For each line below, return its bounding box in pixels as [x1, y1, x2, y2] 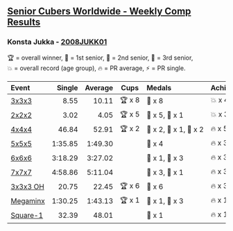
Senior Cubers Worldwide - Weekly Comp [7, 6, 191, 17]
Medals [146, 83, 172, 92]
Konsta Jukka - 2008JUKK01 [7, 37, 107, 47]
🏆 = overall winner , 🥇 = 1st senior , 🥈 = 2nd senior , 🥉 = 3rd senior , [7, 53, 193, 62]
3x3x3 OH [10, 182, 45, 191]
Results [7, 17, 41, 28]
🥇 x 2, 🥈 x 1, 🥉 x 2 [146, 125, 205, 135]
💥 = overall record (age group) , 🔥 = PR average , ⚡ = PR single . [7, 64, 186, 72]
